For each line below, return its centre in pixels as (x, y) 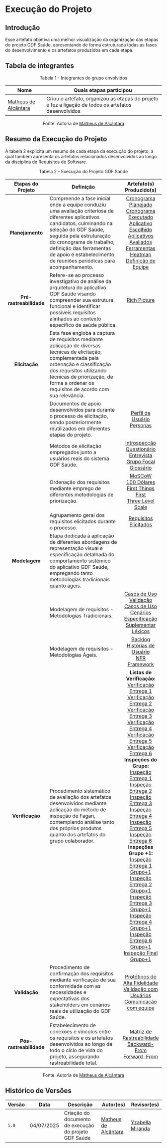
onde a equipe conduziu (78, 205)
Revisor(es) (145, 1105)
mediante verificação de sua (83, 980)
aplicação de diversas (75, 345)
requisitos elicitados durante (83, 521)
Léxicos (141, 631)
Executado (141, 217)
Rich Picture (141, 300)
